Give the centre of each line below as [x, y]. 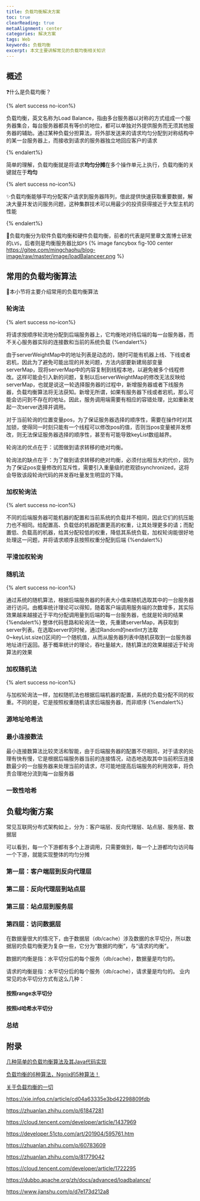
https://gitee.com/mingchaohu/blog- [51, 250]
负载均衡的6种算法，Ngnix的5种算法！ [53, 1074]
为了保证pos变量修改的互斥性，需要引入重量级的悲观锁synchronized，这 [95, 467]
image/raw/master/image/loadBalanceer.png [61, 256]
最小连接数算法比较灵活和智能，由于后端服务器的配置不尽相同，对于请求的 [97, 751]
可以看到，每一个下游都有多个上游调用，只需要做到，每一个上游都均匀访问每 [100, 847]
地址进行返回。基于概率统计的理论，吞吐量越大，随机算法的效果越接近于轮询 [100, 645]
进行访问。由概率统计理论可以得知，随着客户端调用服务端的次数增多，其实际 [100, 607]
